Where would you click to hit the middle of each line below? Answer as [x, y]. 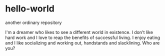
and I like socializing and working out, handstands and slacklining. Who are [82, 42]
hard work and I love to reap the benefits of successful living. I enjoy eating [83, 37]
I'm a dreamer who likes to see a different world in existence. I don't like [79, 32]
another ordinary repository [33, 22]
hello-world [30, 9]
